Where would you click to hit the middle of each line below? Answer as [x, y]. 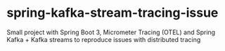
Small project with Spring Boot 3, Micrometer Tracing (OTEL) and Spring [111, 32]
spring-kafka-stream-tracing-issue [112, 13]
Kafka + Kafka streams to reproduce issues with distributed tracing [104, 39]
